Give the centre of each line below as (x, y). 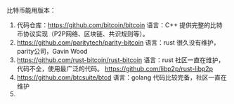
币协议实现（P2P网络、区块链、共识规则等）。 (83, 34)
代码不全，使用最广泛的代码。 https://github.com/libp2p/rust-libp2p (115, 69)
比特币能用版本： (31, 10)
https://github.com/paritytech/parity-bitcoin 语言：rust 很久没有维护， (118, 43)
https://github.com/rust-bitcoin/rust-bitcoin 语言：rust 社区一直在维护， (121, 60)
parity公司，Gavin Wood (52, 51)
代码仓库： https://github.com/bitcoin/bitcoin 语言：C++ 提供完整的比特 (119, 25)
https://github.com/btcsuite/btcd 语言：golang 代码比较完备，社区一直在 (122, 77)
